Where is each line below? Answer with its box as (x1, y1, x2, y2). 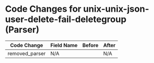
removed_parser (7, 50, 46, 57)
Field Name (50, 42, 78, 48)
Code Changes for (5, 3, 81, 15)
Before (82, 42, 99, 48)
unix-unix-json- (83, 3, 150, 15)
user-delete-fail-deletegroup (5, 14, 127, 25)
